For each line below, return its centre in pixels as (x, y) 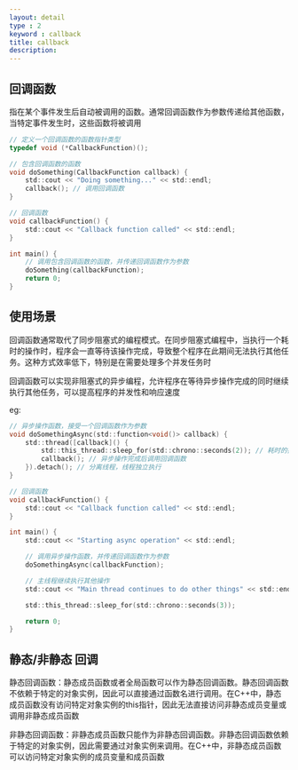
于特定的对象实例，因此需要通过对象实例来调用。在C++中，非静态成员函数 (145, 746)
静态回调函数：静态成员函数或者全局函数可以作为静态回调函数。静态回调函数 (149, 683)
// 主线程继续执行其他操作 (67, 581)
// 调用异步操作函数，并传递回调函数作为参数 (97, 557)
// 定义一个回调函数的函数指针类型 (65, 139)
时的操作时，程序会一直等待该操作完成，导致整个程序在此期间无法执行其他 (145, 351)
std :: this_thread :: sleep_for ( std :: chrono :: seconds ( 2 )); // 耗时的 (165, 451)
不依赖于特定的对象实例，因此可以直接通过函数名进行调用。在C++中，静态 (145, 694)
